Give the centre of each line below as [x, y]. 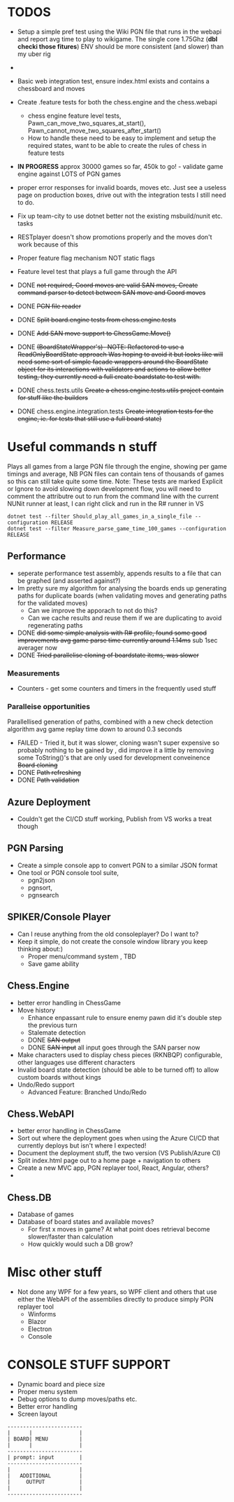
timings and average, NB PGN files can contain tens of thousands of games [116, 474]
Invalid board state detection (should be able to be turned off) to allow [118, 1070]
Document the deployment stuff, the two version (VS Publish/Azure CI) [119, 1153]
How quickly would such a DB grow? [80, 1244]
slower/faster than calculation [71, 1236]
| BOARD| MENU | [45, 1439]
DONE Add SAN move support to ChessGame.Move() [94, 333]
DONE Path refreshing [49, 773]
